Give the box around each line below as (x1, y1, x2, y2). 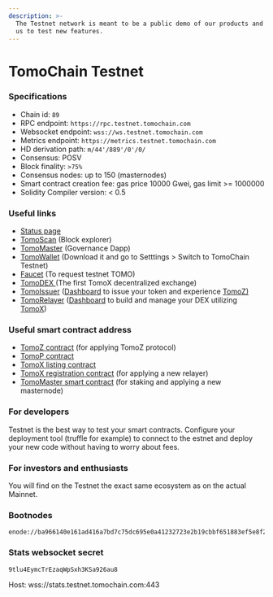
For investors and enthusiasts (8, 462, 128, 473)
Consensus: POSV (19, 152, 82, 163)
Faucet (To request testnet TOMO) (19, 269, 136, 279)
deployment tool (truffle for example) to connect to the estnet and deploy (8, 433, 253, 443)
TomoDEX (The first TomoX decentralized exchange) (19, 278, 197, 288)
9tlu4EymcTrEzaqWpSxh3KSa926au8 (8, 565, 118, 573)
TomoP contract (19, 351, 75, 361)
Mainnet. (8, 490, 38, 499)
